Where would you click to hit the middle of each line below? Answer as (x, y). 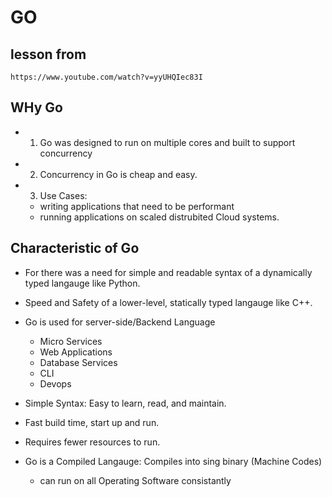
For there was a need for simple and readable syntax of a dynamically (168, 272)
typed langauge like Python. (82, 283)
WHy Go (36, 107)
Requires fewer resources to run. (92, 442)
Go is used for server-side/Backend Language (120, 322)
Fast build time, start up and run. (92, 422)
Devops (55, 383)
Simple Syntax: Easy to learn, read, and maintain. (125, 403)
